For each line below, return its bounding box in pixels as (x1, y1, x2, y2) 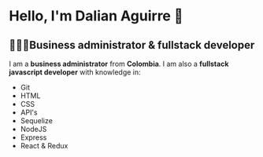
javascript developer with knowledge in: (9, 68, 141, 77)
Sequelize (20, 116, 54, 125)
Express (20, 133, 47, 142)
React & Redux (20, 141, 69, 150)
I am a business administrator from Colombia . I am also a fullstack (9, 59, 229, 68)
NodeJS (20, 125, 47, 133)
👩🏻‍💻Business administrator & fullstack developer (9, 38, 255, 52)
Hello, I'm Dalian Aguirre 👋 (9, 7, 183, 25)
